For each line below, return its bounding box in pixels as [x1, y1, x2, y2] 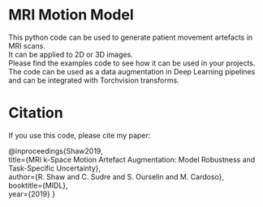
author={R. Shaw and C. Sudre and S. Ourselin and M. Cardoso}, [8, 171, 225, 181]
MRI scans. [8, 40, 46, 50]
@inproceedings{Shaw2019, [8, 146, 103, 155]
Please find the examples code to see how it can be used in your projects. [8, 58, 256, 68]
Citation [8, 103, 63, 122]
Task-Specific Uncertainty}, [8, 163, 101, 173]
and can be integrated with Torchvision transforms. [8, 75, 180, 85]
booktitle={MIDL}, [8, 180, 68, 190]
